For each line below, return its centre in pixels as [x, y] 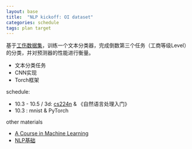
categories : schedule [33, 22]
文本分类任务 [30, 65]
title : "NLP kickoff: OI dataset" [50, 17]
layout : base [22, 11]
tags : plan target [29, 28]
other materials [24, 122]
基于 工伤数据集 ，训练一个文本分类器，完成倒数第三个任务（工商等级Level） [98, 45]
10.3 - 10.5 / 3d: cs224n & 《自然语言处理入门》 [72, 104]
